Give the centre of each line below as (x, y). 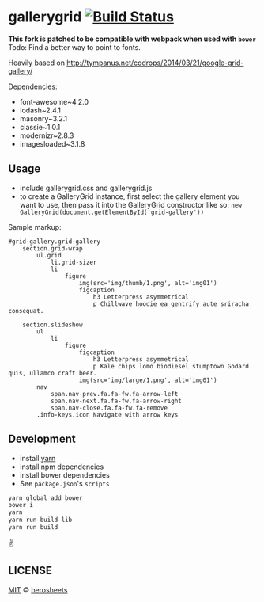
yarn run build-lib (40, 520)
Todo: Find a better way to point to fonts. (74, 47)
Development (42, 439)
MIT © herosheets (38, 589)
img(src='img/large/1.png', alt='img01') (148, 380)
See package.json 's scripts (64, 483)
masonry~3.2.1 (43, 118)
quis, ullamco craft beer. (53, 373)
